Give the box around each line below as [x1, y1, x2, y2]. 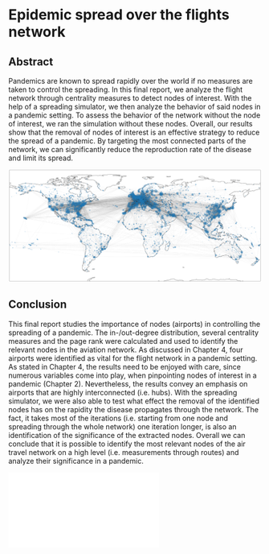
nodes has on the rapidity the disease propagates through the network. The [8, 404, 259, 414]
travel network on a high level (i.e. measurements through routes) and [8, 447, 239, 457]
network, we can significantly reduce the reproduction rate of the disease [8, 145, 252, 154]
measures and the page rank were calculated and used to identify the [8, 336, 238, 345]
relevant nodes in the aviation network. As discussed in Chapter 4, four [8, 345, 243, 354]
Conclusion [8, 298, 67, 312]
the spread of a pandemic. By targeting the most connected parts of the [8, 136, 247, 146]
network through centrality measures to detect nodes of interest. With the [8, 93, 252, 102]
